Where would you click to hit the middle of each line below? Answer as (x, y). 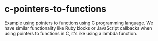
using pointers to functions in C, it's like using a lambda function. (71, 33)
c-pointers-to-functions (56, 9)
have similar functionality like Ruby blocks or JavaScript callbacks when (78, 28)
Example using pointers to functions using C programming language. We (79, 23)
